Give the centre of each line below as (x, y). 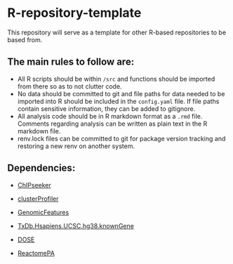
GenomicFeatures (43, 212)
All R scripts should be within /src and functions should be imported (116, 79)
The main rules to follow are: (71, 62)
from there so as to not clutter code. (69, 86)
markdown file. (39, 131)
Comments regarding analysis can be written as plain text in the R (112, 124)
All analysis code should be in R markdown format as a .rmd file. (110, 116)
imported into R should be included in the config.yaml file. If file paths (118, 101)
